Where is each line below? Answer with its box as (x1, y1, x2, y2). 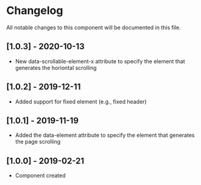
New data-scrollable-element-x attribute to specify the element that (15, 57, 186, 65)
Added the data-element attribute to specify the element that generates (15, 131, 195, 139)
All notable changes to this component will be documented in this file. (6, 24, 181, 31)
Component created (15, 172, 66, 180)
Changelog (6, 4, 63, 18)
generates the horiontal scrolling (15, 64, 97, 71)
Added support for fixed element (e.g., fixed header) (15, 98, 147, 105)
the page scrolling (15, 138, 61, 145)
